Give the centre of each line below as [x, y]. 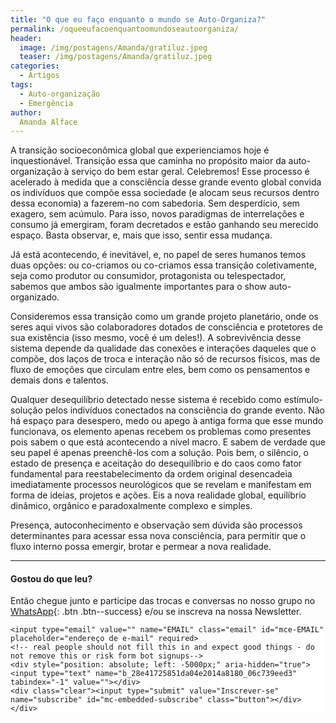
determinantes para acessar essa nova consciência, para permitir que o [158, 536]
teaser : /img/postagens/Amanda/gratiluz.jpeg [116, 57]
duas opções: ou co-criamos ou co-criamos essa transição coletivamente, [163, 265]
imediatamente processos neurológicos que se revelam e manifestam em [161, 485]
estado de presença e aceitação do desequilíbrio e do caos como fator [156, 463]
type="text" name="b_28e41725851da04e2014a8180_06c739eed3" [169, 674]
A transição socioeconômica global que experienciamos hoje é [140, 150]
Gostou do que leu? [51, 578]
